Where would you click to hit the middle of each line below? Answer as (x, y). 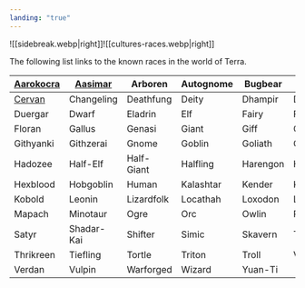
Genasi (142, 128)
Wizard (196, 269)
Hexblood (35, 184)
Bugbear (264, 84)
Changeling (93, 99)
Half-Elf (86, 164)
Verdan (30, 269)
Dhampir (260, 99)
